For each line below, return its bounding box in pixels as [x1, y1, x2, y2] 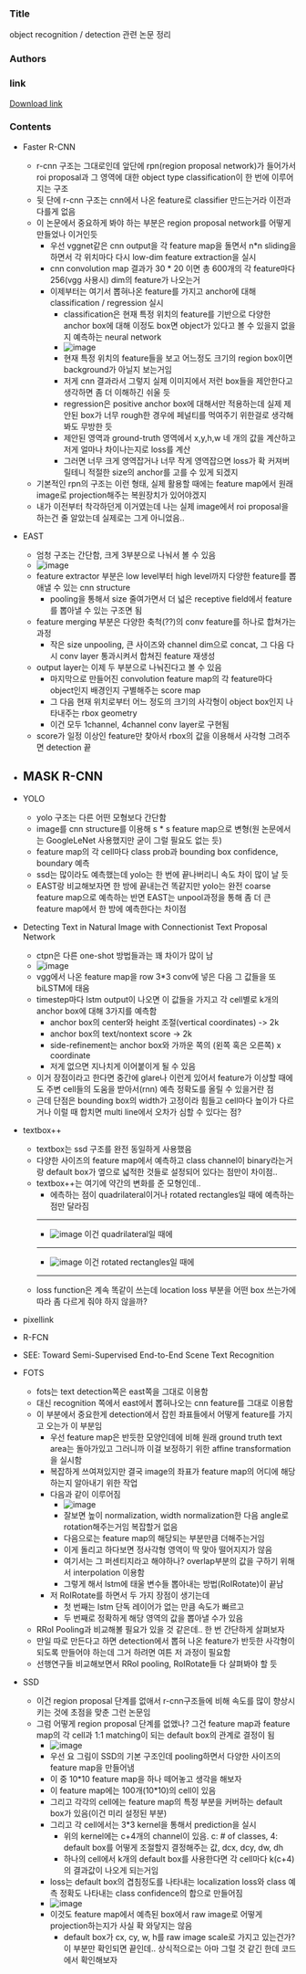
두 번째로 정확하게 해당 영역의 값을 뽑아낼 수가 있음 [63, 1612, 244, 1623]
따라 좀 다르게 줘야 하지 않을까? [36, 1296, 148, 1307]
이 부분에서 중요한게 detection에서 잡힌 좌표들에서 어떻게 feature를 [36, 1409, 276, 1420]
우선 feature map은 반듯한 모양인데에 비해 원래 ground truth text [49, 1432, 282, 1443]
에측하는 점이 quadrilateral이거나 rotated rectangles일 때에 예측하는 [49, 1189, 295, 1200]
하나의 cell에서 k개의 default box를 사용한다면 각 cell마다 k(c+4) [63, 1853, 295, 1864]
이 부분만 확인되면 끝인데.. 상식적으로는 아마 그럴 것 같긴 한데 [63, 1943, 280, 1954]
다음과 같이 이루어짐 [49, 1488, 121, 1499]
